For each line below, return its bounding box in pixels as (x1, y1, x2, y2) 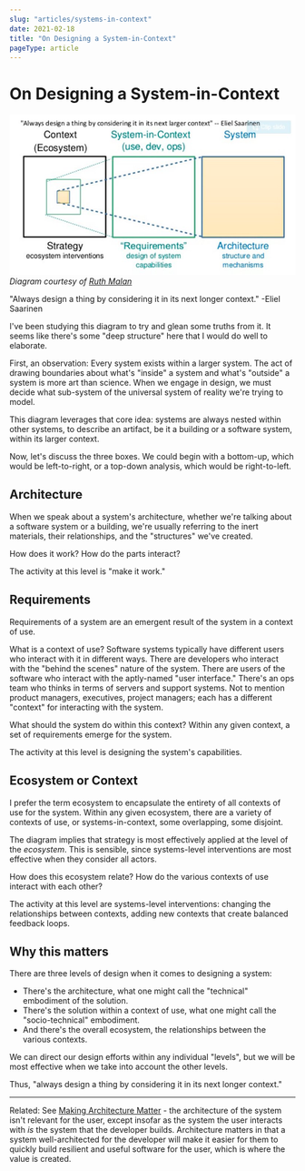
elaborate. (9, 340, 48, 351)
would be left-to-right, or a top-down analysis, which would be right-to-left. (9, 460, 292, 472)
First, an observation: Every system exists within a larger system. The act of (9, 358, 293, 368)
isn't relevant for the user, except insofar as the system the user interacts (9, 1115, 283, 1126)
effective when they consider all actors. (9, 853, 157, 864)
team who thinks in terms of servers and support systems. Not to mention (9, 682, 285, 693)
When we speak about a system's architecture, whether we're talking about (9, 510, 292, 522)
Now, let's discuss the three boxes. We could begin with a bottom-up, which (9, 451, 295, 462)
